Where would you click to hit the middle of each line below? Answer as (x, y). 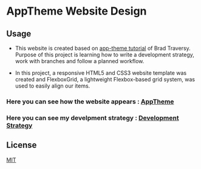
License (22, 145)
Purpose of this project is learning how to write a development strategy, (104, 55)
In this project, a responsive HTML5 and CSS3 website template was (101, 73)
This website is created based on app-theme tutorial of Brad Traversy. (103, 48)
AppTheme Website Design (77, 11)
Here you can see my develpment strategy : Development (93, 118)
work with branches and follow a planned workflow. (80, 61)
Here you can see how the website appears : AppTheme (90, 102)
